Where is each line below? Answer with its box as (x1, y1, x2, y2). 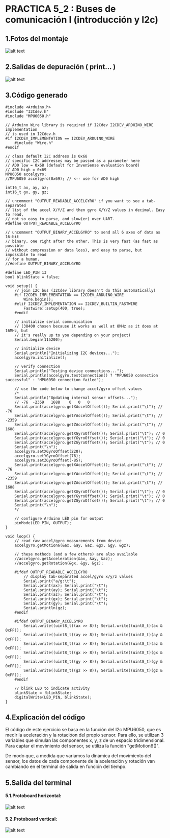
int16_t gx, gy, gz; (5, 190, 49, 195)
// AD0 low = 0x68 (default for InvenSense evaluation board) (5, 162, 140, 168)
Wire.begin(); (23, 297, 53, 302)
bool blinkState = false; (5, 274, 60, 280)
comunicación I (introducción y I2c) (5, 14, 159, 26)
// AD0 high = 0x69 (5, 167, 47, 172)
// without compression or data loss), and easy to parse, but (5, 247, 143, 253)
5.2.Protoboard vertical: (5, 816, 58, 822)
